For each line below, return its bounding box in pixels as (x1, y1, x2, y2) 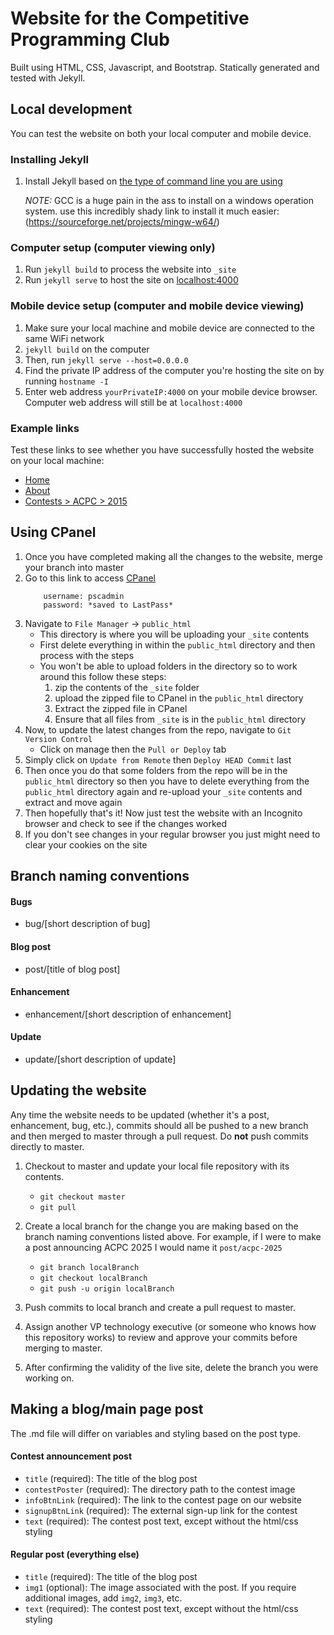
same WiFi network (24, 332, 105, 344)
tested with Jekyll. (10, 72, 86, 84)
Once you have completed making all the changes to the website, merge (24, 550, 323, 562)
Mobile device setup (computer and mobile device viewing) (10, 299, 305, 313)
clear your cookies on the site (24, 838, 148, 851)
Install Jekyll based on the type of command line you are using (24, 175, 283, 187)
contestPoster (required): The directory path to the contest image (24, 1483, 296, 1495)
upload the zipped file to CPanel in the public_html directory (54, 692, 304, 704)
